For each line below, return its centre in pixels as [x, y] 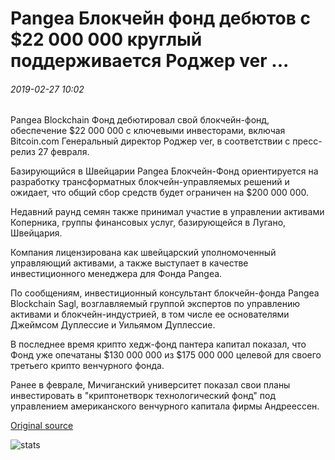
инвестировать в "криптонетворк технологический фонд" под [143, 396]
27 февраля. [63, 152]
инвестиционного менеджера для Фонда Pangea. [116, 274]
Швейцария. [36, 233]
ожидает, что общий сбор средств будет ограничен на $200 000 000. [160, 193]
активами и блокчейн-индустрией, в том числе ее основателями [150, 314]
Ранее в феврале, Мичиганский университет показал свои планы [150, 385]
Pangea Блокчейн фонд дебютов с [160, 18]
